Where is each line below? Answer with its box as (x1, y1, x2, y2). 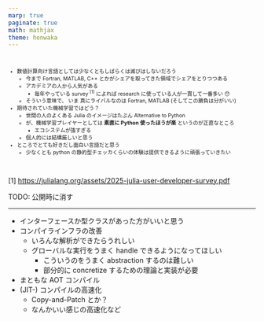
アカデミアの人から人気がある (25, 82, 98, 90)
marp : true (8, 11, 44, 20)
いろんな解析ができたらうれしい (31, 235, 135, 245)
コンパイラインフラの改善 (19, 226, 103, 235)
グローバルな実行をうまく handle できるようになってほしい (31, 245, 222, 255)
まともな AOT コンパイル (19, 275, 101, 284)
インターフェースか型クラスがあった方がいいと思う (19, 216, 185, 225)
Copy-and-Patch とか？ (31, 294, 108, 304)
